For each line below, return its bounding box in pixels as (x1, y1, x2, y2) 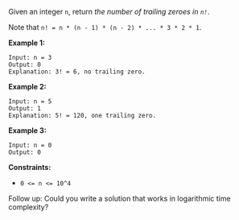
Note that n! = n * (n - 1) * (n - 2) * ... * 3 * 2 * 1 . (8, 23, 202, 31)
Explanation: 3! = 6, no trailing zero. (8, 68, 146, 76)
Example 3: (8, 126, 47, 135)
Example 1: (8, 38, 46, 48)
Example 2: (8, 82, 47, 91)
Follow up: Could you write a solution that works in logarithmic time (8, 193, 231, 203)
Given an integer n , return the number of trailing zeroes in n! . (8, 7, 210, 16)
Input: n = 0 (8, 141, 52, 149)
